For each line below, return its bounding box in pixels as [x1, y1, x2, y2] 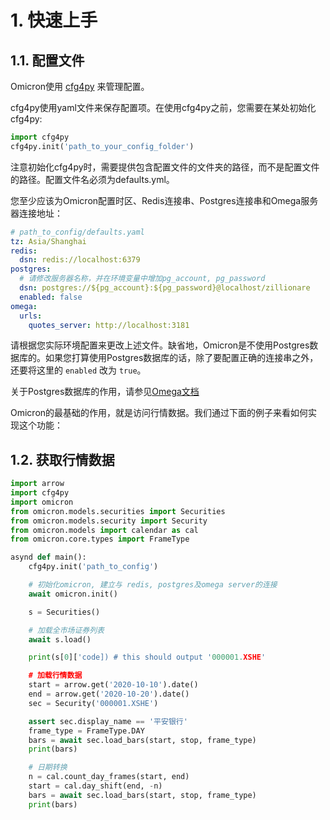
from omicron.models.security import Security [10, 516, 208, 526]
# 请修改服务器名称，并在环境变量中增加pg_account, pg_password [19, 274, 266, 284]
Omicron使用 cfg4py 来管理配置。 [10, 81, 150, 92]
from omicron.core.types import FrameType [10, 534, 190, 545]
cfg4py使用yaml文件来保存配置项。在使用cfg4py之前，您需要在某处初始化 [10, 102, 317, 113]
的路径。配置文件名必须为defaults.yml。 [10, 173, 175, 185]
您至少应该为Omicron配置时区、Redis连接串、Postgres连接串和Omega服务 [10, 194, 319, 206]
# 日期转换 [28, 762, 68, 773]
